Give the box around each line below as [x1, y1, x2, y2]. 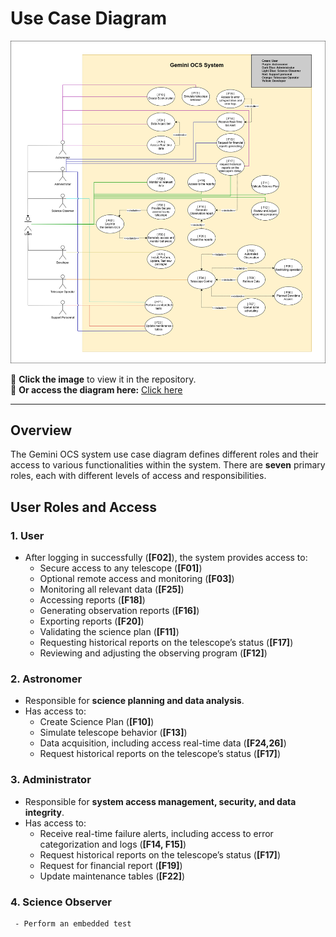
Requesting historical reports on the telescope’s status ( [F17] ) [39, 637, 294, 649]
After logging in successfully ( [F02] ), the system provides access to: [24, 552, 308, 564]
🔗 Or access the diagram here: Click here [10, 383, 183, 396]
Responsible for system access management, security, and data [24, 795, 297, 807]
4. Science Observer [10, 895, 112, 909]
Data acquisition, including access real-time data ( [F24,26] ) [39, 737, 287, 749]
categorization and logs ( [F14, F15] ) [39, 838, 187, 850]
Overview [10, 422, 73, 439]
